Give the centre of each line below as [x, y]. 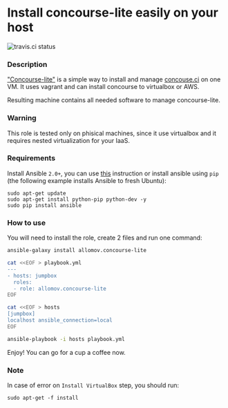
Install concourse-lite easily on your [113, 13]
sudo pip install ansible [44, 205]
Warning [22, 118]
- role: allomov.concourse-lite [60, 289]
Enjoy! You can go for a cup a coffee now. [66, 352]
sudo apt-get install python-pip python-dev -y [77, 199]
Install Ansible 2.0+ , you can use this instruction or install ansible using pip [113, 173]
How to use [27, 222]
